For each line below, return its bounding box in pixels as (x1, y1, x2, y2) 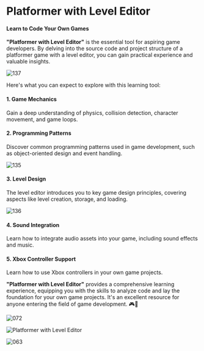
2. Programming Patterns (6, 129, 71, 137)
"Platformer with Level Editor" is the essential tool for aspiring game (6, 38, 180, 46)
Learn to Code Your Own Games (6, 24, 90, 32)
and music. (6, 241, 34, 248)
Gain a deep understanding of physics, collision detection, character (6, 109, 178, 117)
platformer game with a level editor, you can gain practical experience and (6, 51, 194, 59)
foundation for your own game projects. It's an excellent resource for (6, 294, 180, 301)
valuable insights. (6, 58, 51, 65)
